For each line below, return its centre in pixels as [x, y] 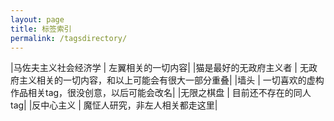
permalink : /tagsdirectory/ [69, 38]
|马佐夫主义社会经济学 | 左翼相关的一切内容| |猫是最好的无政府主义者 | [154, 68]
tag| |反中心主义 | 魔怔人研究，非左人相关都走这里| [114, 105]
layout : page [37, 19]
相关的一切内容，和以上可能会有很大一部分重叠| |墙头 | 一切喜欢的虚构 [180, 80]
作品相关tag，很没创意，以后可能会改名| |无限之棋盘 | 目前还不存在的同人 [161, 93]
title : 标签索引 [41, 29]
